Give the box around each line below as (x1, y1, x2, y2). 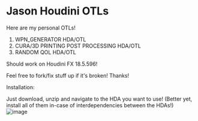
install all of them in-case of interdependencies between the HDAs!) (6, 101, 174, 109)
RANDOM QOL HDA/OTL (14, 48, 76, 55)
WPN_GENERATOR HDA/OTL (14, 36, 86, 43)
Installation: (6, 83, 35, 91)
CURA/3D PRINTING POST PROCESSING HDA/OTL (14, 42, 141, 49)
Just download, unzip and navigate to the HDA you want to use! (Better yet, (6, 95, 193, 102)
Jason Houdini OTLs (6, 4, 109, 18)
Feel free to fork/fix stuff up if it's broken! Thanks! (6, 72, 130, 79)
